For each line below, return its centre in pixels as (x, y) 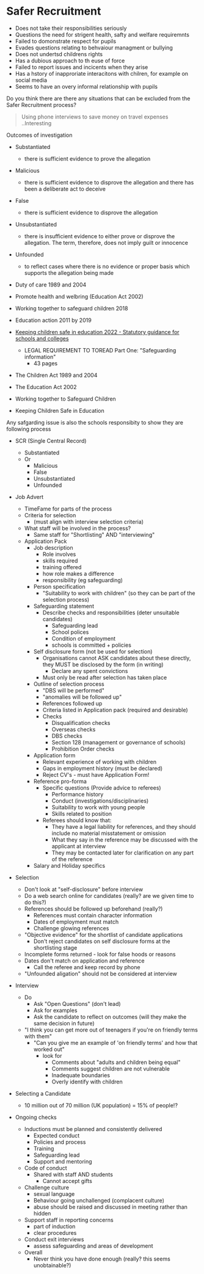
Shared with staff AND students (73, 1174)
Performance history (78, 794)
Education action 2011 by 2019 (53, 320)
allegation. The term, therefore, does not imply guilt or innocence (106, 242)
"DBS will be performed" (74, 690)
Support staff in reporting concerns (69, 1220)
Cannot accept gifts (67, 1181)
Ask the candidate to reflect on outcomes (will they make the (110, 1017)
